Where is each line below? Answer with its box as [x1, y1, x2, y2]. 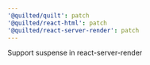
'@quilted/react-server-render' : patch [7, 26, 140, 34]
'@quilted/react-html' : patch [7, 19, 108, 27]
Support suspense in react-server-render [7, 48, 143, 58]
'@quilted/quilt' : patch [7, 11, 90, 20]
